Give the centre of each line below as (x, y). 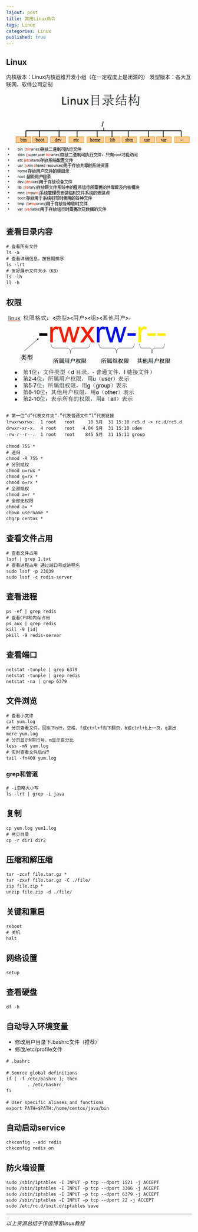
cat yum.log (21, 722)
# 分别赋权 (18, 465)
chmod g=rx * (22, 477)
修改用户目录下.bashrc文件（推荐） (57, 1042)
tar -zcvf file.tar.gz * (37, 875)
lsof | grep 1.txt (29, 559)
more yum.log (22, 734)
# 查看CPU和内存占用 (28, 617)
